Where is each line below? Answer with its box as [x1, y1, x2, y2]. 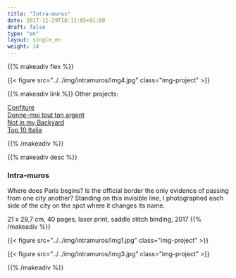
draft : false [7, 23, 46, 30]
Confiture [7, 103, 35, 111]
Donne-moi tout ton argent [7, 110, 85, 119]
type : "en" [7, 30, 39, 37]
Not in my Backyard [7, 118, 65, 127]
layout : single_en [7, 37, 61, 44]
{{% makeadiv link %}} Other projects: [7, 89, 118, 98]
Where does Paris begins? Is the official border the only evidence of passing [7, 187, 229, 195]
